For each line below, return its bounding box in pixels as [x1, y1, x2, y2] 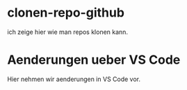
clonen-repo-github [7, 5, 125, 21]
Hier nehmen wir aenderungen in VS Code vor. [7, 75, 141, 83]
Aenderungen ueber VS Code [7, 52, 181, 68]
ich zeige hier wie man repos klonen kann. [7, 28, 129, 36]
